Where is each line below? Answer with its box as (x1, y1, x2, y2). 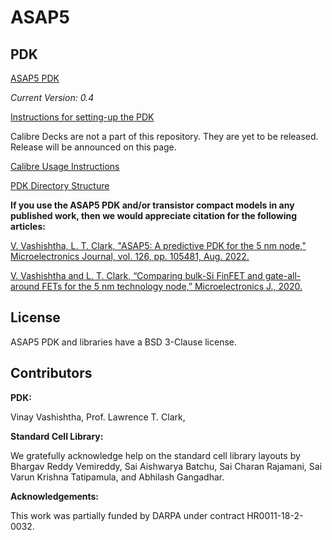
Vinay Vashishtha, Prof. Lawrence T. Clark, (10, 411, 186, 423)
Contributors (10, 365, 93, 382)
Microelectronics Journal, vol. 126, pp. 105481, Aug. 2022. (10, 251, 250, 262)
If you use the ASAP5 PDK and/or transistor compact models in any (10, 199, 295, 211)
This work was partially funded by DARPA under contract (10, 509, 245, 521)
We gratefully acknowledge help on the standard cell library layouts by (10, 449, 301, 461)
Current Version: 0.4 (10, 92, 95, 103)
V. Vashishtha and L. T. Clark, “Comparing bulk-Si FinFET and (10, 270, 263, 281)
